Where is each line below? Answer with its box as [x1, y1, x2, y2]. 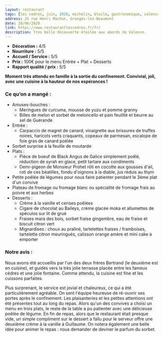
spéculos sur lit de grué [19, 211, 67, 217]
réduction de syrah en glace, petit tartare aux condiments [19, 159, 134, 165]
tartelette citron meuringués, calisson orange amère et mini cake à [19, 231, 152, 237]
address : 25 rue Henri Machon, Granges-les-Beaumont [5, 16, 114, 21]
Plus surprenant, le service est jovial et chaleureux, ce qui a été [5, 285, 132, 291]
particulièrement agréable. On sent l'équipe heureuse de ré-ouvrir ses [5, 290, 145, 296]
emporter [19, 237, 38, 242]
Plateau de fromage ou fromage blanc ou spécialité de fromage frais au [12, 185, 155, 191]
